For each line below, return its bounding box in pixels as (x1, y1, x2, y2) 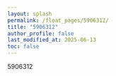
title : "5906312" (7, 23, 59, 30)
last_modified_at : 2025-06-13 (7, 37, 97, 44)
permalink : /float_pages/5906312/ (7, 17, 110, 24)
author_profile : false (7, 30, 74, 37)
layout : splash (7, 10, 52, 18)
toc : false (7, 43, 40, 50)
